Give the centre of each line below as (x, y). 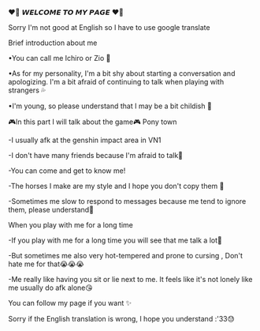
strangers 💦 (27, 90)
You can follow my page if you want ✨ (70, 303)
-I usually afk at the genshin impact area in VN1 (85, 140)
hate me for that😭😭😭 (46, 264)
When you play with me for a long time (71, 225)
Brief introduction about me (53, 43)
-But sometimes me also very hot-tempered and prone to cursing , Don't (125, 256)
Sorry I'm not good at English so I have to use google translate (109, 27)
